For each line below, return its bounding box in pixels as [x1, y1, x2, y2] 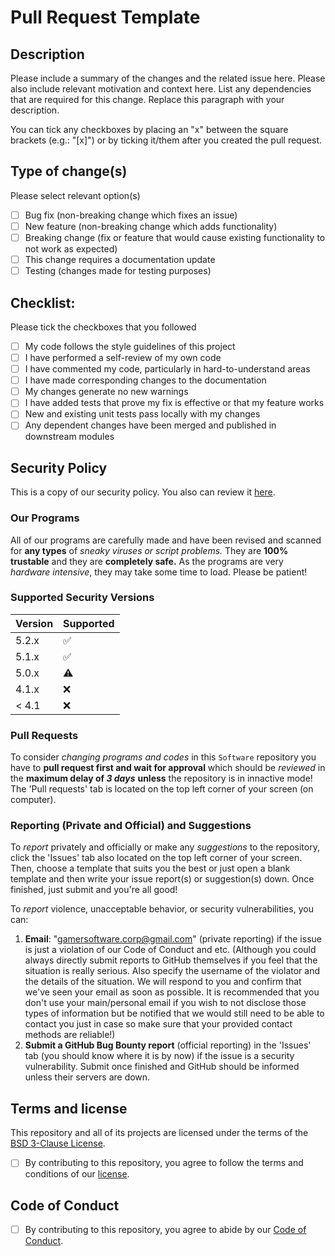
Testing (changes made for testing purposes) [24, 265, 212, 277]
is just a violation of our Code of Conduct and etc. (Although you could [24, 944, 317, 956]
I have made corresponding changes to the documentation [24, 374, 267, 386]
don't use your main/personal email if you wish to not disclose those [24, 997, 307, 1009]
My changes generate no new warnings [24, 386, 189, 398]
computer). [10, 794, 57, 806]
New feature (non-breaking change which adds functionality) [24, 220, 278, 232]
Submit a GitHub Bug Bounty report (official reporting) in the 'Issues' [24, 1039, 312, 1051]
